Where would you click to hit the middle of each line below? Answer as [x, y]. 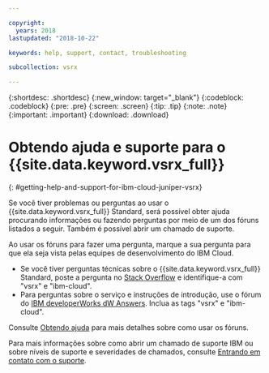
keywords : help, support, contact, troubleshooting [97, 53]
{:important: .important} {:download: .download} [89, 115]
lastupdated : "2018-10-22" [54, 38]
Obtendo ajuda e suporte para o [117, 148]
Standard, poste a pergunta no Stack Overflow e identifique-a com [131, 277]
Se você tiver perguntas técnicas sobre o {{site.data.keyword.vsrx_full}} [140, 269]
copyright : [27, 23]
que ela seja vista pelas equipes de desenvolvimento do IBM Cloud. [121, 253]
